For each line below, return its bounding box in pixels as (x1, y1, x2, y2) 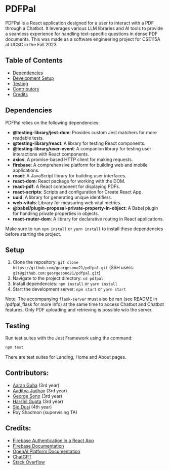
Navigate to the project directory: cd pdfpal (12, 275, 104, 281)
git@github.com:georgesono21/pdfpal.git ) (12, 270, 101, 276)
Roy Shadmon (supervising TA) (12, 409, 77, 415)
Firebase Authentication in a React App (12, 437, 95, 444)
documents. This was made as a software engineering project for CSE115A (5, 36, 160, 42)
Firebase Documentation (12, 443, 64, 449)
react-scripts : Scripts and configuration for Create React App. (12, 189, 143, 195)
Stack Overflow (12, 459, 46, 465)
